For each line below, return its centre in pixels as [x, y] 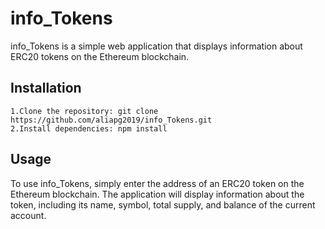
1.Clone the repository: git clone [84, 111]
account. [28, 215]
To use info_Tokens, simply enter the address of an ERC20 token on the [157, 183]
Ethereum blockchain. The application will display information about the [157, 194]
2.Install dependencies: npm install [89, 128]
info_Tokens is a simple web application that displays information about [156, 46]
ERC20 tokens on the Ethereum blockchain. [100, 56]
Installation [46, 88]
